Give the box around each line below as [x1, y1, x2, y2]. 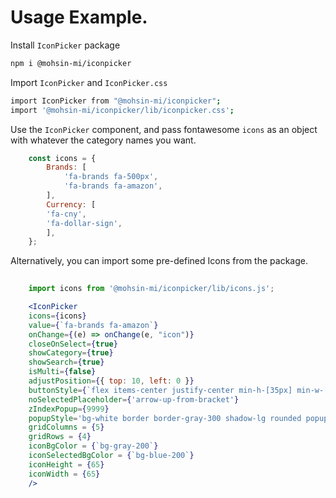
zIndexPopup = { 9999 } [28, 404, 110, 414]
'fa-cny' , [46, 209, 87, 219]
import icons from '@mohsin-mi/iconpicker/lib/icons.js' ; [28, 284, 275, 294]
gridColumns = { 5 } [28, 422, 105, 433]
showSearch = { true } [28, 357, 105, 368]
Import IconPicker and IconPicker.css [10, 76, 168, 88]
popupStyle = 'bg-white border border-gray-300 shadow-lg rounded [28, 413, 302, 423]
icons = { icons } [28, 311, 87, 321]
